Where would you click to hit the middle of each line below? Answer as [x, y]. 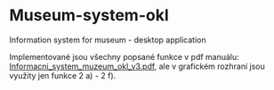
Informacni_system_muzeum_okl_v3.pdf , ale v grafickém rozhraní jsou [137, 66]
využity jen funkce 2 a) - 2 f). [63, 75]
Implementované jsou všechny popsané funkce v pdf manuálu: [125, 56]
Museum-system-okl [89, 15]
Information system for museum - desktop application [108, 40]
